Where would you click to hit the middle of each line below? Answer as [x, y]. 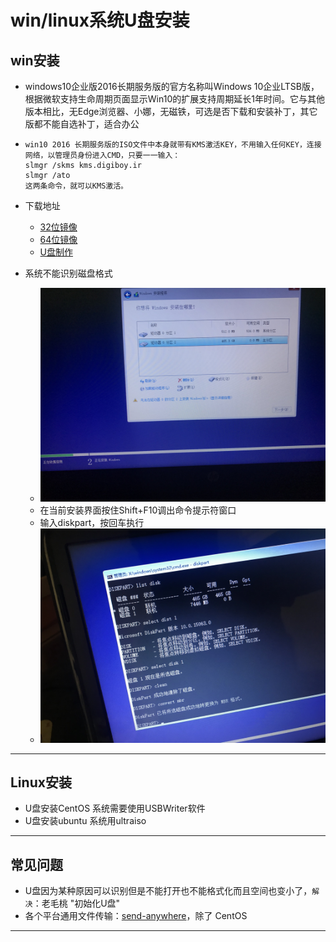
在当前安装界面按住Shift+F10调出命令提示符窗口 [138, 510]
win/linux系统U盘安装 [100, 20]
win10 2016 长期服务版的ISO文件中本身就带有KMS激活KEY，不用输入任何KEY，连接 [173, 145]
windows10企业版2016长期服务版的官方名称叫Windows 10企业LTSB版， [172, 86]
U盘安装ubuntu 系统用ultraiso [85, 821]
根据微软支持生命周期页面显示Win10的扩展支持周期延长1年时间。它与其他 [174, 99]
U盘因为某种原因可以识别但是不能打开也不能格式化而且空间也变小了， [168, 891]
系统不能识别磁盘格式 [68, 273]
